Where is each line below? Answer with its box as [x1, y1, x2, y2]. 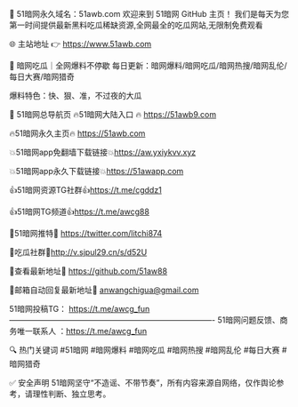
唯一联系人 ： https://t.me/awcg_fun [16, 326, 148, 336]
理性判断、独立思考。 [32, 388, 111, 399]
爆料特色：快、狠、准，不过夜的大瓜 [9, 91, 142, 100]
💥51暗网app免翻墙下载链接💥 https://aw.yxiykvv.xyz [9, 147, 197, 157]
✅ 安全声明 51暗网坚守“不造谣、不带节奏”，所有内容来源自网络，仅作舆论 [9, 378, 278, 387]
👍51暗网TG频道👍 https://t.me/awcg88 [9, 206, 149, 217]
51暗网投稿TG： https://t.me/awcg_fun [9, 304, 150, 314]
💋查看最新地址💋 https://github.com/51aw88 [9, 266, 167, 276]
